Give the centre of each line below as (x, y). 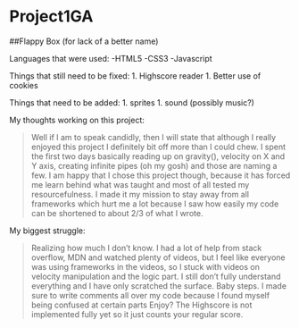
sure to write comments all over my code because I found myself (150, 295)
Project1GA (51, 17)
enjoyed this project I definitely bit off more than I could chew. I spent (158, 147)
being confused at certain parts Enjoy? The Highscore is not (141, 305)
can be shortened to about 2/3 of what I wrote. (117, 213)
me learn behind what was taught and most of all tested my (140, 184)
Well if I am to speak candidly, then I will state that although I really (154, 137)
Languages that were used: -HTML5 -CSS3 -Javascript (111, 58)
